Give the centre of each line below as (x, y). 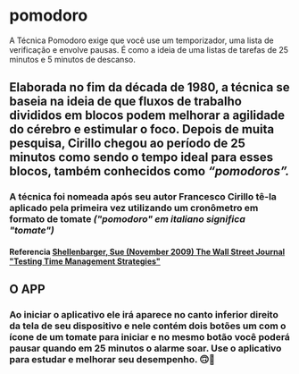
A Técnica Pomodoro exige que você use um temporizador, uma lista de (141, 40)
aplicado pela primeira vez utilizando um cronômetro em (134, 208)
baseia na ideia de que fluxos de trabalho (126, 102)
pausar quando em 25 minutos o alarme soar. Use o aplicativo (145, 348)
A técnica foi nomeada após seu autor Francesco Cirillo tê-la (143, 197)
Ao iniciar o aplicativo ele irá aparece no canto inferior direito (144, 315)
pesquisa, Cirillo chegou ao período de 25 (127, 144)
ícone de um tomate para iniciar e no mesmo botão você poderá (149, 337)
